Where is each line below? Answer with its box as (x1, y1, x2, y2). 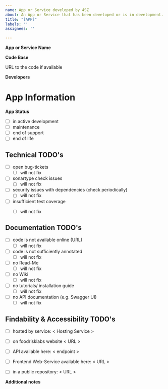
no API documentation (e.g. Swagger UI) (12, 294, 97, 300)
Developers (5, 74, 30, 80)
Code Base (5, 54, 29, 61)
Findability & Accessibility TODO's (5, 315, 116, 323)
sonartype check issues (12, 175, 63, 181)
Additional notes (5, 379, 41, 385)
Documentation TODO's (5, 223, 82, 232)
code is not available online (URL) (12, 237, 83, 243)
